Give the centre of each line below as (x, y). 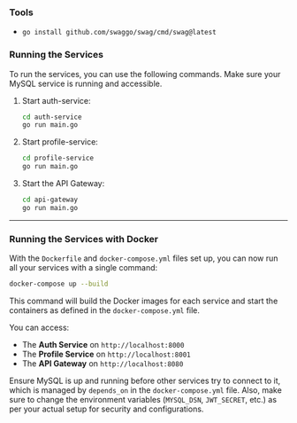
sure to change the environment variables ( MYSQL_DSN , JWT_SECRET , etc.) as (143, 400)
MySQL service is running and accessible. (86, 83)
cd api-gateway (50, 200)
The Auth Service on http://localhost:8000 (103, 345)
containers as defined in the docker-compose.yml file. (105, 310)
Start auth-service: (56, 100)
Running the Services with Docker (84, 239)
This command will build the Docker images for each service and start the (144, 301)
